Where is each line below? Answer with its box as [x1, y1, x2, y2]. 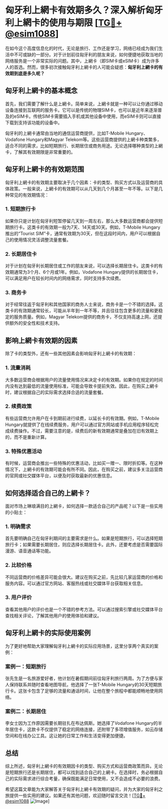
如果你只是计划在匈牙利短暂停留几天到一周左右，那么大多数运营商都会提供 [5, 218, 158, 224]
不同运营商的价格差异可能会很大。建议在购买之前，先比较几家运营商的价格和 [5, 574, 163, 580]
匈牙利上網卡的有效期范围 [5, 165, 84, 173]
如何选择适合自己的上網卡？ [5, 489, 91, 497]
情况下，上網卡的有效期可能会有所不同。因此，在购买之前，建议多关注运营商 [5, 467, 163, 473]
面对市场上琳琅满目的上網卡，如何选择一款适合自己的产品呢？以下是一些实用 [5, 503, 163, 509]
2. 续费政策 [5, 403, 32, 410]
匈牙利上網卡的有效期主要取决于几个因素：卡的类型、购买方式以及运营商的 [5, 179, 158, 185]
